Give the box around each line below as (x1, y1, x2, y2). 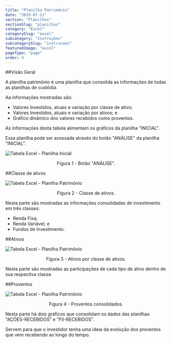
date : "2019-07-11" (5, 12, 47, 17)
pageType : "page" (5, 50, 42, 55)
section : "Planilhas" (5, 17, 52, 22)
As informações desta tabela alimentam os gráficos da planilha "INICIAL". (5, 125, 160, 131)
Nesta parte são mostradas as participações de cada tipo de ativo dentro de (5, 266, 166, 272)
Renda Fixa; (12, 216, 38, 222)
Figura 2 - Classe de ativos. (57, 190, 115, 196)
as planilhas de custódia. (5, 84, 58, 91)
